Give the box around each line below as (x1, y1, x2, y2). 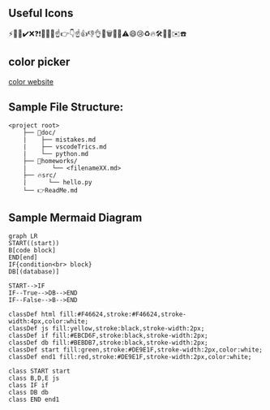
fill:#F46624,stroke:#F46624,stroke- (59, 310, 186, 319)
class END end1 (8, 395, 60, 404)
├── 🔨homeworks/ (23, 158, 79, 166)
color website (8, 76, 54, 86)
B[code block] (8, 247, 57, 255)
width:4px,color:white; (8, 317, 89, 326)
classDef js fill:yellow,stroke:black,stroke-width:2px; (8, 325, 205, 333)
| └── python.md (23, 150, 89, 158)
